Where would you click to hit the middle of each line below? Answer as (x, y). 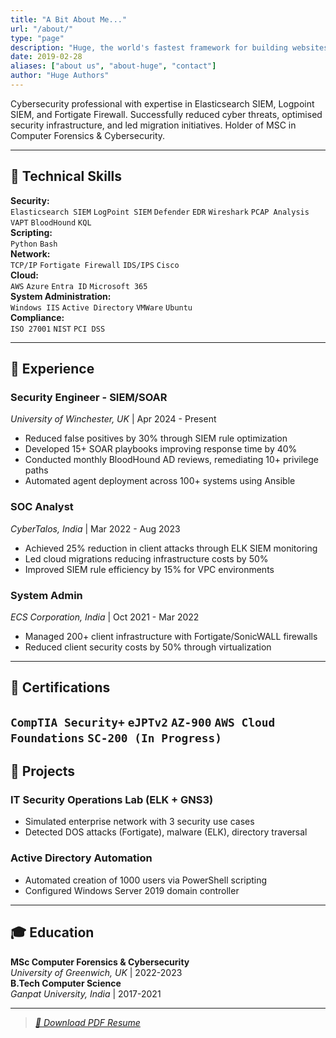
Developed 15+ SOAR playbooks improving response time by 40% (161, 449)
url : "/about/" (42, 29)
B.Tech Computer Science (66, 983)
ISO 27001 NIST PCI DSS (58, 329)
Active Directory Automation (81, 858)
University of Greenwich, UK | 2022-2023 (96, 972)
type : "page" (37, 38)
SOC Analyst (42, 507)
